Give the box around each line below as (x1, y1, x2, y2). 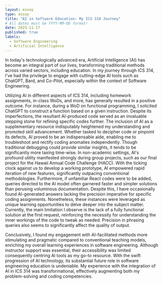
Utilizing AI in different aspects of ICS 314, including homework (5, 92, 131, 98)
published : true (5, 30, 38, 35)
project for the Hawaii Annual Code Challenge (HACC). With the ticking (5, 160, 147, 166)
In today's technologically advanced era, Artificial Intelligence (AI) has (5, 57, 145, 63)
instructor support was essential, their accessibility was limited (5, 247, 131, 253)
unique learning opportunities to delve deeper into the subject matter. (5, 201, 145, 207)
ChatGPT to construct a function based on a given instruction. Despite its (5, 108, 152, 114)
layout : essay (5, 7, 34, 12)
